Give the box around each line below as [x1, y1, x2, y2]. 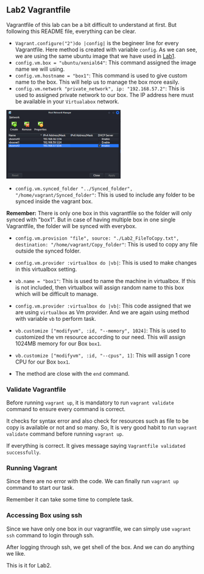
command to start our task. [6, 484, 74, 492]
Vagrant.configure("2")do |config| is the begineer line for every [15, 39, 179, 46]
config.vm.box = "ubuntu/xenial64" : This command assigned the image [15, 59, 197, 66]
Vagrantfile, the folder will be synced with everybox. [6, 222, 137, 229]
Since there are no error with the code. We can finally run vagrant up [6, 478, 179, 485]
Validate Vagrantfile [6, 385, 66, 393]
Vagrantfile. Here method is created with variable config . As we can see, [15, 46, 198, 53]
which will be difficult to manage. [15, 290, 99, 298]
